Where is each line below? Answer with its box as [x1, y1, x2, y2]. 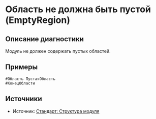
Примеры [5, 63, 38, 72]
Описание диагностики [5, 35, 84, 43]
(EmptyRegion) [5, 14, 70, 26]
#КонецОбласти [5, 80, 36, 86]
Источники [5, 95, 42, 103]
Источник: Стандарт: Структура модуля [12, 108, 100, 114]
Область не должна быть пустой [5, 4, 151, 15]
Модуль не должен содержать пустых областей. [5, 48, 111, 54]
